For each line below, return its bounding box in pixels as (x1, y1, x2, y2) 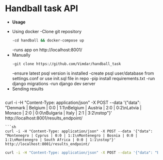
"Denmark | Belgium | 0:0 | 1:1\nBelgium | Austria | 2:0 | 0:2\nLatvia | (5, 104, 142, 110)
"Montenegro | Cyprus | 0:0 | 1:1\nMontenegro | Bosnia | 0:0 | (5, 133, 138, 138)
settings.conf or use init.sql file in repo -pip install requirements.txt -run (12, 75, 155, 81)
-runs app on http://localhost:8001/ (12, 47, 82, 53)
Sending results (12, 86, 44, 92)
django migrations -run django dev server (12, 80, 96, 86)
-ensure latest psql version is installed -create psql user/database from (12, 70, 154, 76)
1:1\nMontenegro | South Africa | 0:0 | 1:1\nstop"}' (5, 137, 116, 142)
